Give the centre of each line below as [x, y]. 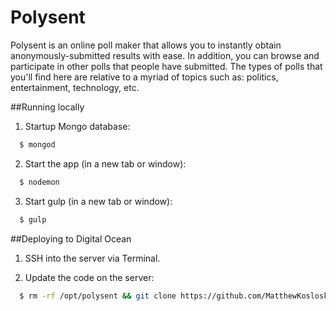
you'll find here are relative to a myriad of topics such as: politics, [144, 77]
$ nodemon [39, 182]
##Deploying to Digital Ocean [71, 238]
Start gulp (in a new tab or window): [98, 201]
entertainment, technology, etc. [75, 87]
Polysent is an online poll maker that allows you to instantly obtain [146, 45]
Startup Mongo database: [77, 126]
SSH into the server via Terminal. [92, 258]
